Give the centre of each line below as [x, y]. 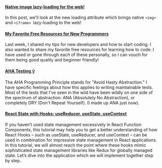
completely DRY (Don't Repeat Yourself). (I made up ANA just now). [72, 103]
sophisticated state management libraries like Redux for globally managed [79, 150]
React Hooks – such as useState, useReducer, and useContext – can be [76, 135]
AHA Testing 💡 [20, 71]
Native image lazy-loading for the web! [45, 7]
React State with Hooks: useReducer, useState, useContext [66, 114]
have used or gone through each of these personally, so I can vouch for [76, 55]
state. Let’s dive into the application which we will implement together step [79, 155]
